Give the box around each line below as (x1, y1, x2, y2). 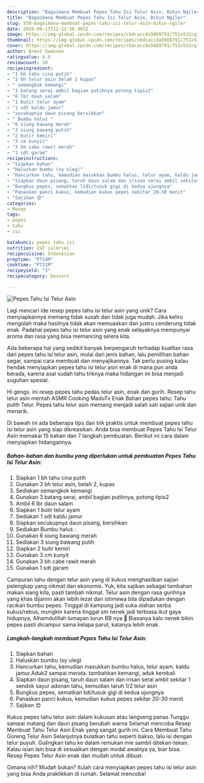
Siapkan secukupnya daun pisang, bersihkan (15, 519, 128, 526)
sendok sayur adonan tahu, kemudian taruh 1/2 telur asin (15, 682, 157, 689)
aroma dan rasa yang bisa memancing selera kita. (7, 332, 131, 340)
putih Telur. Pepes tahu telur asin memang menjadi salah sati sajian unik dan (7, 401, 197, 408)
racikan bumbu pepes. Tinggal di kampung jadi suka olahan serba (7, 601, 171, 609)
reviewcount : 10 (7, 59, 48, 65)
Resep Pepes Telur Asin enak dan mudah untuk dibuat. (7, 752, 143, 759)
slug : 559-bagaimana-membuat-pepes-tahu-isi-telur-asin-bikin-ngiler (7, 20, 186, 26)
